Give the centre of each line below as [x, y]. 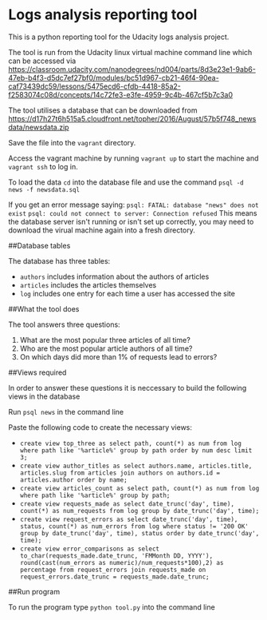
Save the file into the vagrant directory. [72, 142]
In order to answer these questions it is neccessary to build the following [128, 387]
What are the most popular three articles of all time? [105, 340]
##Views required [37, 372]
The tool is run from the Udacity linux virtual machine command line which [130, 52]
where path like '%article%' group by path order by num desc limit [136, 450]
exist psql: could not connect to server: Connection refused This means [133, 213]
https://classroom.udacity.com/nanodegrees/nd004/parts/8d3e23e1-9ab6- [132, 69]
